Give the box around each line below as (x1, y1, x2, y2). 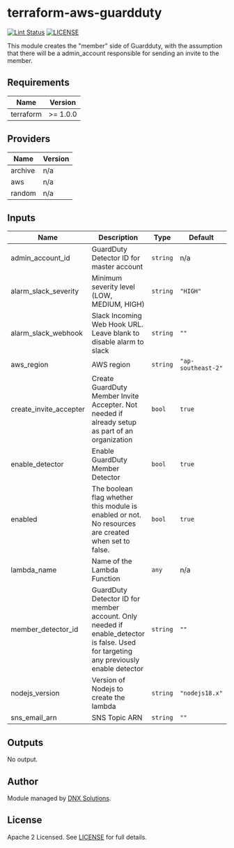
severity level (91, 282, 136, 292)
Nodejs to (91, 684, 124, 694)
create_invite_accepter (10, 404, 86, 414)
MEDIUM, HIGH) (91, 299, 145, 309)
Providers (7, 133, 51, 145)
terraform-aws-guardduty (7, 5, 162, 21)
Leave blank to (91, 329, 140, 338)
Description (98, 233, 139, 243)
